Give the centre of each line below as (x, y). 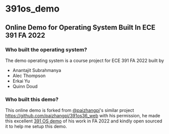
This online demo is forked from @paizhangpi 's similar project (70, 110)
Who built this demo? (32, 99)
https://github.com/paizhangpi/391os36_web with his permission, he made (83, 116)
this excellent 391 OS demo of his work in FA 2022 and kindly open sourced (84, 121)
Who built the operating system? (46, 49)
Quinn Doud (25, 86)
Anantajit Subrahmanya (37, 70)
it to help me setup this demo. (36, 126)
